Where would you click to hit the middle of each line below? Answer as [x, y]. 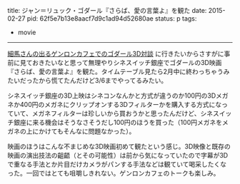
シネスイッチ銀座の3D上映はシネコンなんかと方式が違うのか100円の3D [112, 96]
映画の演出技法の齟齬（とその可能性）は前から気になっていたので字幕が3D [118, 155]
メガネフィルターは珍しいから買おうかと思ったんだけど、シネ [122, 113]
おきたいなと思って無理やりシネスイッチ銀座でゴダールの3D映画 [127, 62]
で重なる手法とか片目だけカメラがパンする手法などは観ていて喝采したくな [117, 164]
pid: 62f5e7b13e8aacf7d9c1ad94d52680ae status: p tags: [112, 19]
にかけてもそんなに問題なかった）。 [84, 131]
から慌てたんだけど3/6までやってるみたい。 [103, 80]
